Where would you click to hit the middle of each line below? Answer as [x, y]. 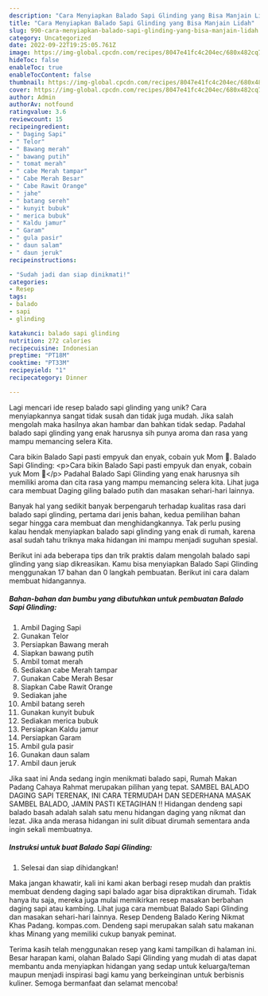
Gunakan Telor [45, 636]
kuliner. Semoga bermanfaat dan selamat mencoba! [93, 983]
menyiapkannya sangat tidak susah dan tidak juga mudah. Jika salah [121, 416]
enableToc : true [36, 68]
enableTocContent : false [50, 75]
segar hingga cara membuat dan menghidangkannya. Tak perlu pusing [125, 523]
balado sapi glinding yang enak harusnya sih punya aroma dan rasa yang [128, 433]
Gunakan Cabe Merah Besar [67, 678]
